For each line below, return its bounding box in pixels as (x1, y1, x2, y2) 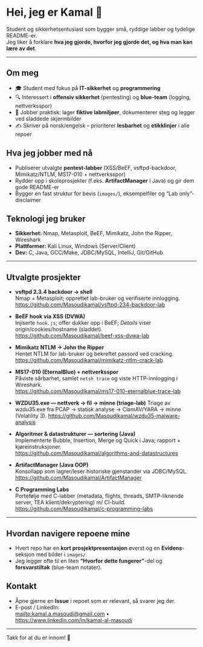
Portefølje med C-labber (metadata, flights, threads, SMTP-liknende (14, 492, 184, 499)
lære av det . (6, 45, 37, 52)
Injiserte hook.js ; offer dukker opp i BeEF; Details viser (14, 319, 152, 327)
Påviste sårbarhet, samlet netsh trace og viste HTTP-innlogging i (14, 375, 178, 382)
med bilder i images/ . (36, 551, 88, 558)
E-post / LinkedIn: (14, 603, 60, 611)
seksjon (14, 551, 35, 558)
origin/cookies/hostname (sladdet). (14, 326, 103, 333)
